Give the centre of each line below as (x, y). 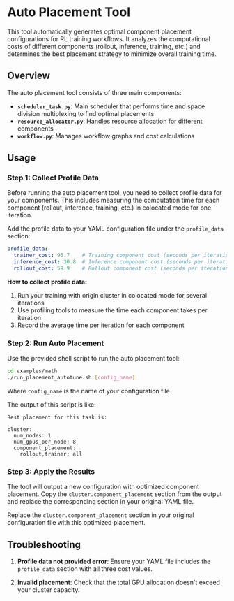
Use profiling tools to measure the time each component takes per (112, 310)
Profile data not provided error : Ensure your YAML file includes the (114, 562)
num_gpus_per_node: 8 (45, 442)
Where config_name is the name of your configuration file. (89, 391)
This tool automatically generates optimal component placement (100, 31)
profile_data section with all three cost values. (85, 569)
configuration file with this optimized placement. (77, 523)
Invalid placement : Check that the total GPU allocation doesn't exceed (119, 582)
